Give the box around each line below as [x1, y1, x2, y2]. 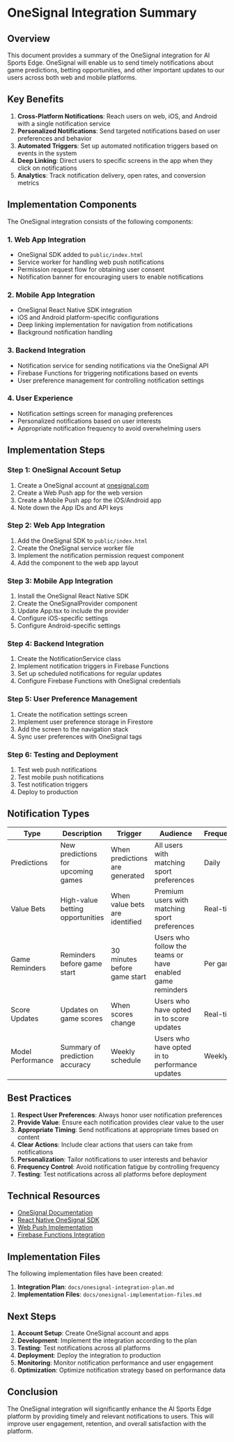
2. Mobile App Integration [7, 290, 95, 300]
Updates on [60, 1005, 99, 1014]
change [110, 1018, 136, 1028]
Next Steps [7, 1310, 56, 1322]
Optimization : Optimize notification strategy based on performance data [17, 1366, 226, 1374]
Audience [159, 828, 193, 838]
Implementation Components [7, 199, 137, 210]
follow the [154, 941, 187, 951]
